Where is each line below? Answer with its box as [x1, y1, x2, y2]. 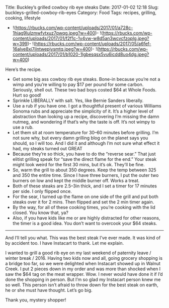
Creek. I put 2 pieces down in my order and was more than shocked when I [5, 266, 161, 272]
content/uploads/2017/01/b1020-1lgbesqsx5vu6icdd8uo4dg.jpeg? [12, 51, 149, 57]
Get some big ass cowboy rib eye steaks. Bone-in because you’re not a [12, 76, 160, 82]
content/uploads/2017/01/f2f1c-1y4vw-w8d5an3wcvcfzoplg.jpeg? [12, 35, 149, 41]
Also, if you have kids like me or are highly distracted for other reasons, [12, 215, 160, 221]
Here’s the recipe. [5, 66, 42, 72]
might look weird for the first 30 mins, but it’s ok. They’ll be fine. [12, 162, 145, 167]
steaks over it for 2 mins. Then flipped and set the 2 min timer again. [12, 199, 154, 205]
